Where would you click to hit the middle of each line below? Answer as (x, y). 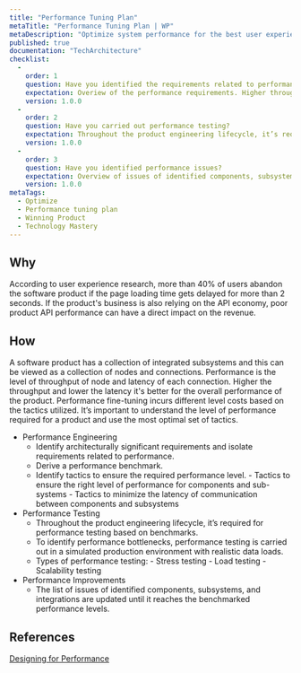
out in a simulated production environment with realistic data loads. (159, 552)
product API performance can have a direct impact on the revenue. (133, 313)
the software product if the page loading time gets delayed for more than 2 (147, 293)
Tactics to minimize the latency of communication (166, 494)
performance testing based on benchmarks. (117, 533)
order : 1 (42, 76)
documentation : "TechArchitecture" (76, 51)
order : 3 (42, 159)
